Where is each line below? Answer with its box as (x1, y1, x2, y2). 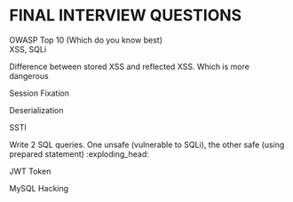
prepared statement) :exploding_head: (9, 148, 149, 159)
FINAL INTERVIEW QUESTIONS (9, 5, 242, 26)
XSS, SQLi (9, 43, 47, 54)
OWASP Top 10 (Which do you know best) (9, 35, 162, 45)
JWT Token (9, 166, 51, 176)
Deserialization (9, 105, 64, 115)
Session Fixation (9, 88, 69, 98)
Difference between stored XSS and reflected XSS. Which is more (9, 61, 250, 72)
